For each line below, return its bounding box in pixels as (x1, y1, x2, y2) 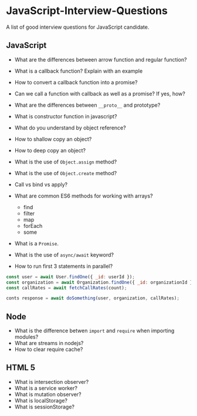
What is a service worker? (14, 384, 78, 391)
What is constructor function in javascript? (14, 112, 117, 120)
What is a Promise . (14, 240, 59, 247)
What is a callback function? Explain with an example (14, 67, 143, 74)
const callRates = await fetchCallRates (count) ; (6, 285, 127, 291)
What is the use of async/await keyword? (14, 251, 114, 258)
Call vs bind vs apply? (14, 180, 68, 188)
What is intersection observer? (14, 378, 89, 385)
